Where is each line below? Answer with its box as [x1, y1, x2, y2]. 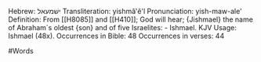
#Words [8, 46, 34, 55]
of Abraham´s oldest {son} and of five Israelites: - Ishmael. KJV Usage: [8, 23, 237, 32]
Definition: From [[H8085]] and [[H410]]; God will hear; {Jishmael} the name [8, 15, 253, 24]
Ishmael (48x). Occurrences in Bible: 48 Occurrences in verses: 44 [8, 31, 225, 40]
